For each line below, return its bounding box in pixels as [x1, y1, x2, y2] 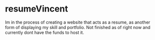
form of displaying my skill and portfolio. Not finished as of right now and [5, 24, 151, 30]
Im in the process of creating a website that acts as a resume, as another [5, 19, 151, 25]
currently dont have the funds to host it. [5, 29, 84, 35]
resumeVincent [5, 3, 68, 14]
